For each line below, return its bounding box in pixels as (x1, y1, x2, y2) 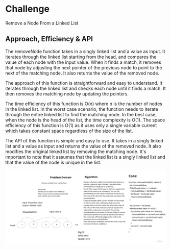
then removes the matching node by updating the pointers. (5, 90, 129, 97)
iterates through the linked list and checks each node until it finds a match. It (5, 85, 166, 91)
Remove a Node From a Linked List (5, 20, 79, 26)
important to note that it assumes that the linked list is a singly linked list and (5, 154, 166, 160)
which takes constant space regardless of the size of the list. (5, 128, 133, 134)
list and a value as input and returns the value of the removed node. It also (5, 143, 162, 149)
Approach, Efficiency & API (5, 35, 93, 43)
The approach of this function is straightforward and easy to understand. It (5, 80, 162, 86)
